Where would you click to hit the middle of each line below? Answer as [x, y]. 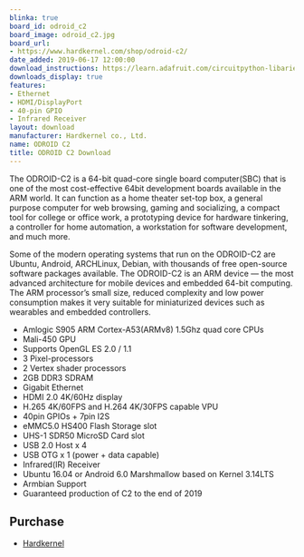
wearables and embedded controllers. [80, 312]
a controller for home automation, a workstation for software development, [148, 227]
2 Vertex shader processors [74, 367]
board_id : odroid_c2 [48, 26]
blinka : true [34, 18]
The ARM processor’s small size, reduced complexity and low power [137, 292]
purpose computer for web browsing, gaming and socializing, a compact [145, 207]
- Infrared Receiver [48, 119]
